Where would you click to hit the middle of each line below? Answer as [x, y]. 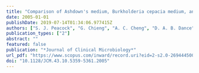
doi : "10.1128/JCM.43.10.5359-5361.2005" [58, 61]
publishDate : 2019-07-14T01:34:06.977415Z [59, 22]
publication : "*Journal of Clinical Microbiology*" [71, 50]
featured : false [26, 45]
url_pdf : [17, 55]
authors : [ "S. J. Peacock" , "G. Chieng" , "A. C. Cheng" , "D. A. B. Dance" [100, 28]
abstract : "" [22, 39]
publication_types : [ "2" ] [38, 34]
